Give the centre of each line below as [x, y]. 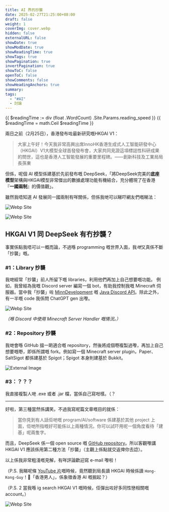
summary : [14, 89]
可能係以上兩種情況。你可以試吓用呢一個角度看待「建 [108, 426]
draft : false [19, 19]
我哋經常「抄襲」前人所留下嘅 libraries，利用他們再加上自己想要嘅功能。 [80, 279]
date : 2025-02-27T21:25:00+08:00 [40, 15]
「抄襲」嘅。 [18, 253]
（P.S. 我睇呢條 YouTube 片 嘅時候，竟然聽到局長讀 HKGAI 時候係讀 [74, 471]
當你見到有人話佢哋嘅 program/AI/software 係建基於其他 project [83, 420]
